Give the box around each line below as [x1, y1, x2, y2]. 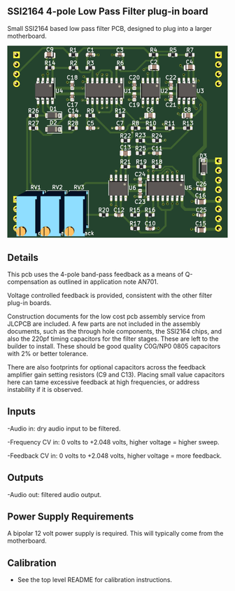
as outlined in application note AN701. [50, 277, 159, 286]
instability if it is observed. [7, 385, 83, 393]
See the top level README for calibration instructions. [17, 576, 173, 584]
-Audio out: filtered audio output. [7, 490, 102, 498]
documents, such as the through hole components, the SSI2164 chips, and [7, 327, 222, 335]
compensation [7, 277, 49, 286]
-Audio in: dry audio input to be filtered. [7, 424, 121, 433]
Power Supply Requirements [7, 510, 134, 522]
